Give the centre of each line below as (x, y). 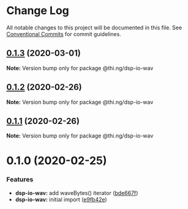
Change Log (38, 11)
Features (20, 180)
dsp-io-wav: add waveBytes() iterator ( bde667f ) (77, 193)
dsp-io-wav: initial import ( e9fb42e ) (61, 199)
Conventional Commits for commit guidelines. (64, 34)
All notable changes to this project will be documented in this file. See (94, 28)
